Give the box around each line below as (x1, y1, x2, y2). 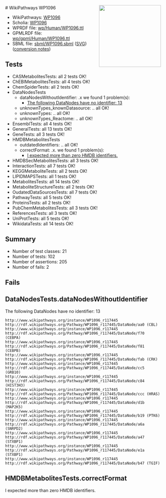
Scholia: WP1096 (12, 20, 47, 25)
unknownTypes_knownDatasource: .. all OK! (19, 105, 110, 111)
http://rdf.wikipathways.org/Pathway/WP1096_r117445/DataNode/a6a (5, 422, 145, 427)
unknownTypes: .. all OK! (19, 110, 70, 116)
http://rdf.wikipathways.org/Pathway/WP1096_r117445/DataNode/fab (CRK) (5, 356, 158, 362)
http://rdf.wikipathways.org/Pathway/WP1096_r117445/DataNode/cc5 (5, 365, 145, 370)
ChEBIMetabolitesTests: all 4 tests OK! (12, 79, 90, 85)
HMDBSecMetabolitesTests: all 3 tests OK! (12, 157, 99, 163)
